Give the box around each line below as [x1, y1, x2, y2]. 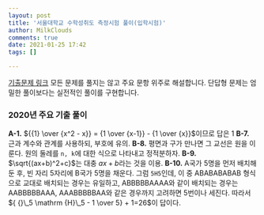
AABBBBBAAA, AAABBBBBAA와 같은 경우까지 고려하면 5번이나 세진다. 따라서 [8, 188, 251, 198]
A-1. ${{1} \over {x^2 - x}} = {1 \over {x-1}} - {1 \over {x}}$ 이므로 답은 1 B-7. [8, 129, 250, 138]
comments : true [8, 33, 58, 42]
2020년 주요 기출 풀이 [8, 109, 88, 120]
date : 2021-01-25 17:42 [8, 41, 87, 49]
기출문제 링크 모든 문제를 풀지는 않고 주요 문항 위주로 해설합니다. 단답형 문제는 [8, 78, 249, 87]
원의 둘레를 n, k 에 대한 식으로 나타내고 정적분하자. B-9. [25, 149, 197, 158]
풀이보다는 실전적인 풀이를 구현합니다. [22, 88, 140, 97]
